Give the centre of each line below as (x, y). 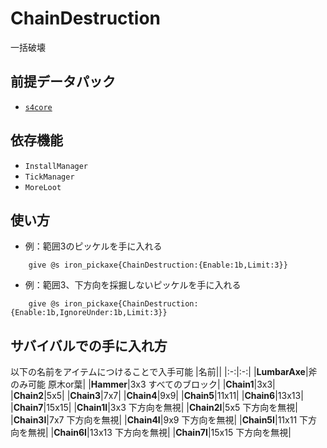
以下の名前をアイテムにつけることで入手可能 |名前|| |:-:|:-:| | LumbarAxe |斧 (164, 372)
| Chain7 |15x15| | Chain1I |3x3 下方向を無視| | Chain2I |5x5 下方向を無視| (154, 408)
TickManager (49, 177)
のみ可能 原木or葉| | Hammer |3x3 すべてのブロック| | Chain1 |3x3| (143, 384)
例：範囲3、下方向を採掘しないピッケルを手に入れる (133, 285)
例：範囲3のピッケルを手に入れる (93, 246)
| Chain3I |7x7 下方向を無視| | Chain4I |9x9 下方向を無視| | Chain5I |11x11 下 (159, 420)
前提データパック (63, 82)
